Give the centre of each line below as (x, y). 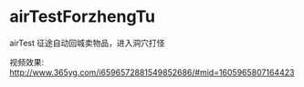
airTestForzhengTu (82, 17)
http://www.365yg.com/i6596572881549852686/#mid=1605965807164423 (152, 72)
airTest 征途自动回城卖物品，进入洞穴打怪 (87, 43)
